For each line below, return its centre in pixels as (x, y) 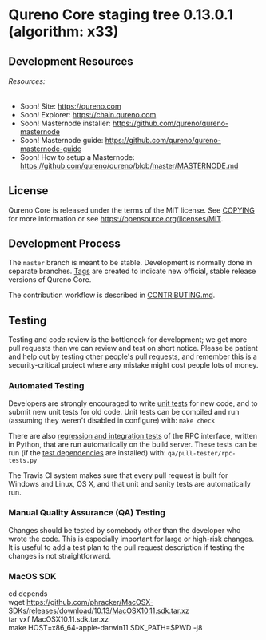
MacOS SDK (32, 576)
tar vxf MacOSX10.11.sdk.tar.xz (59, 619)
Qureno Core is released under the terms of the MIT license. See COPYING (132, 210)
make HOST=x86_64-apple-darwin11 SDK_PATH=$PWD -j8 (105, 628)
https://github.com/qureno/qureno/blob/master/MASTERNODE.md (129, 165)
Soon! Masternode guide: (62, 140)
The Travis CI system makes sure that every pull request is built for (118, 475)
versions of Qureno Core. (50, 280)
